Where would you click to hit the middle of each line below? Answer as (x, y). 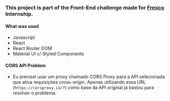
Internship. (19, 14)
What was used (22, 26)
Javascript (24, 38)
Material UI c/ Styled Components (48, 54)
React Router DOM (32, 48)
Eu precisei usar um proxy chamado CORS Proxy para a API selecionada (89, 77)
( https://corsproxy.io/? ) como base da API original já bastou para (83, 88)
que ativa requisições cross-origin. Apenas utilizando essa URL (79, 82)
